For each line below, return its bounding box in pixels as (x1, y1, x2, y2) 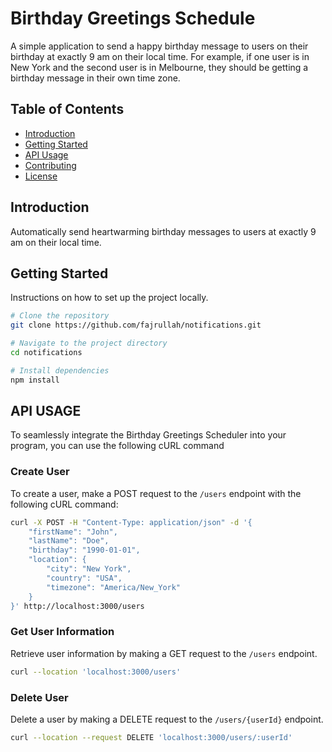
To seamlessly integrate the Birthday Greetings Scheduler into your (10, 429, 287, 441)
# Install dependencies (10, 365, 110, 376)
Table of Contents (10, 101, 125, 118)
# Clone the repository (10, 311, 110, 321)
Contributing (24, 159, 77, 171)
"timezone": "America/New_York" (46, 582, 182, 592)
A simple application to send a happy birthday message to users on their (10, 40, 309, 52)
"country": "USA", (46, 573, 123, 583)
